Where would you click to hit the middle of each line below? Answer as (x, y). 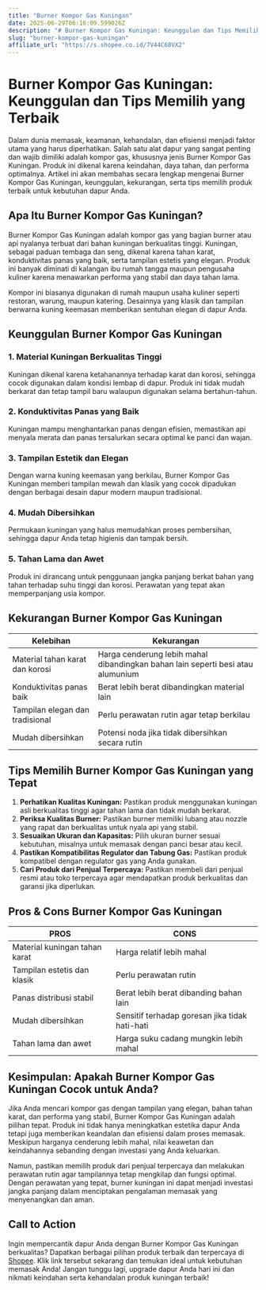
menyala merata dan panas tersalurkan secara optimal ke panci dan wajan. (130, 437)
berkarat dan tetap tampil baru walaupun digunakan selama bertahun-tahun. (133, 391)
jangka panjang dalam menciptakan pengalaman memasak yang (113, 1191)
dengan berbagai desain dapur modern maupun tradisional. (105, 492)
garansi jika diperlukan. (58, 886)
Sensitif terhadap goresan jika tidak (182, 1016)
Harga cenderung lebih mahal (153, 654)
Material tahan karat (49, 659)
